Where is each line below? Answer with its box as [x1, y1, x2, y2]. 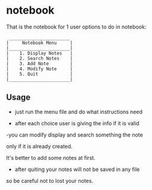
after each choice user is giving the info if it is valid [14, 119, 140, 126]
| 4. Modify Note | [6, 66, 73, 72]
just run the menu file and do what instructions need [14, 108, 143, 115]
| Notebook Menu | [6, 40, 73, 46]
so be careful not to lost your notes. [6, 177, 94, 184]
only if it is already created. [6, 142, 73, 150]
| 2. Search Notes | [6, 55, 73, 61]
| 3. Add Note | [6, 61, 73, 66]
